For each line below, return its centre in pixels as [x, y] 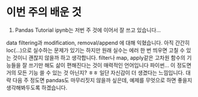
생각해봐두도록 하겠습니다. [37, 87]
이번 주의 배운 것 [44, 12]
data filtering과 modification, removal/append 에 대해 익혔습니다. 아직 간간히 [98, 43]
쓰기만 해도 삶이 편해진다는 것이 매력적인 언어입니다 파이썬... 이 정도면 [110, 65]
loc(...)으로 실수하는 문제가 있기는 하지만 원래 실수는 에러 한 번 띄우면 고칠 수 [95, 50]
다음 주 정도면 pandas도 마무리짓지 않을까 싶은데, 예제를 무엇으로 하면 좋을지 [102, 80]
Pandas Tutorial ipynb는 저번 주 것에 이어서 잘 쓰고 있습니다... [88, 30]
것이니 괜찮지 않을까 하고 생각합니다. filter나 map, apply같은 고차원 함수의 [99, 57]
